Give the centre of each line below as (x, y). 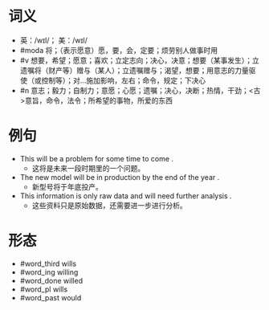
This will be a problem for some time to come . (97, 158)
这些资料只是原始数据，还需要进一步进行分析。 (109, 205)
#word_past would (51, 297)
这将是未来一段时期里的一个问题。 (88, 168)
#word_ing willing (49, 272)
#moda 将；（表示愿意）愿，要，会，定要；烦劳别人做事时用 (119, 50)
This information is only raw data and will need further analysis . (126, 196)
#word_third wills (48, 263)
